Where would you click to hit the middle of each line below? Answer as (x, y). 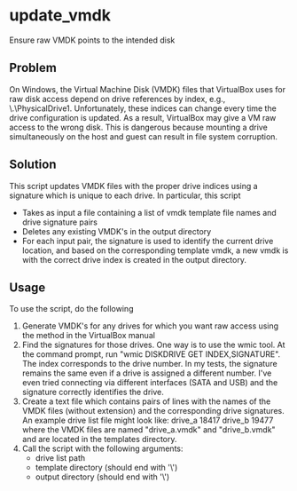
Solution (33, 165)
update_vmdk (60, 16)
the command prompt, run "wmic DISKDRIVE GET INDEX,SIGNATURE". (151, 354)
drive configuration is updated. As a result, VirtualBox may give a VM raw (143, 117)
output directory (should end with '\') (102, 477)
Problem (33, 68)
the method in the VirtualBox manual (88, 336)
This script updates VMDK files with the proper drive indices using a (134, 186)
